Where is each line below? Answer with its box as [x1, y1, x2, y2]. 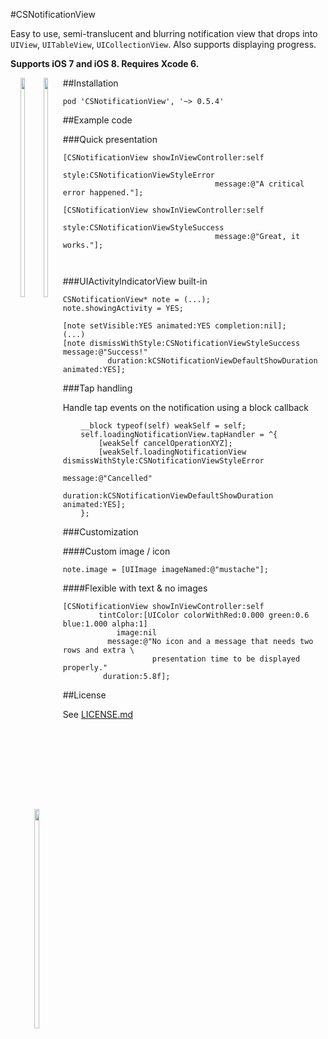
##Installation [62, 77, 119, 89]
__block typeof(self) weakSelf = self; [80, 421, 247, 431]
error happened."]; [62, 188, 144, 198]
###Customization [62, 526, 139, 538]
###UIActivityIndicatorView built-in [62, 275, 208, 287]
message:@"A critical [214, 179, 305, 189]
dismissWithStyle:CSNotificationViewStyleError [62, 456, 265, 466]
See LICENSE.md [62, 709, 134, 720]
